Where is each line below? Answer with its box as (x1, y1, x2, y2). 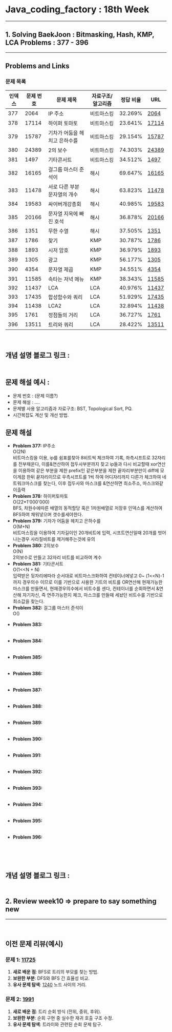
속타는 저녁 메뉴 (48, 276, 84, 283)
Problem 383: (12, 621, 42, 628)
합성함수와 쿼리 (48, 294, 83, 301)
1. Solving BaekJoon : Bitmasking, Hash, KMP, (5, 30, 155, 39)
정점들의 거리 (48, 311, 78, 319)
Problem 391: (12, 752, 42, 758)
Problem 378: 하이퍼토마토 (12, 493, 68, 499)
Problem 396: (12, 834, 42, 840)
